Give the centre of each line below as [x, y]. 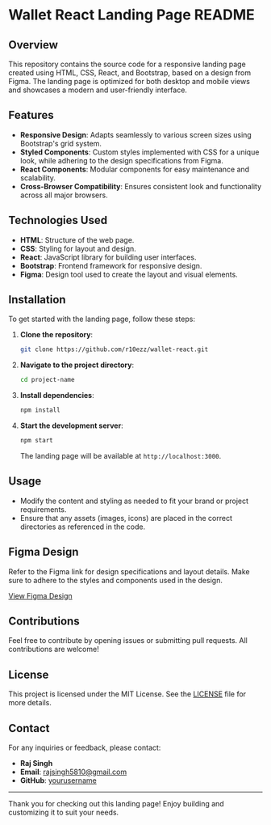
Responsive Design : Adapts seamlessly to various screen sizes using [135, 134]
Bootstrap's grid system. [61, 143]
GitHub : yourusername [58, 781]
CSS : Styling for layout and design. [78, 248]
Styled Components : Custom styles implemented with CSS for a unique [140, 152]
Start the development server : [71, 425]
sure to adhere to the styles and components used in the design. [116, 580]
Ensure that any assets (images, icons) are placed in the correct [126, 518]
